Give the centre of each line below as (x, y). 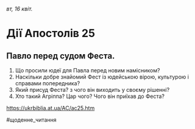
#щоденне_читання (31, 120)
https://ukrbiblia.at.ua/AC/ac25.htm (51, 108)
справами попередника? (48, 83)
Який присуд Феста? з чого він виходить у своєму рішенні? (92, 90)
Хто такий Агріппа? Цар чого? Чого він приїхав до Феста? (90, 96)
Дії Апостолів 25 (51, 33)
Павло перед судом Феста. (61, 56)
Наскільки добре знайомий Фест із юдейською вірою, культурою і (102, 77)
